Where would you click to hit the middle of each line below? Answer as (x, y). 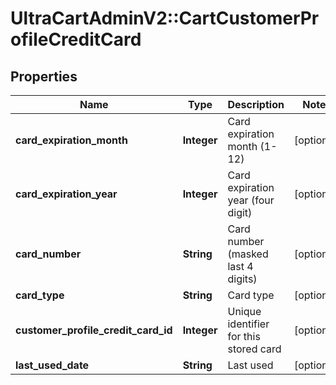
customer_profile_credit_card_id (94, 330)
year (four (251, 200)
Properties (44, 76)
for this (244, 336)
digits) (242, 279)
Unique (244, 311)
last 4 (240, 266)
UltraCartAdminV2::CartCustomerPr (165, 18)
